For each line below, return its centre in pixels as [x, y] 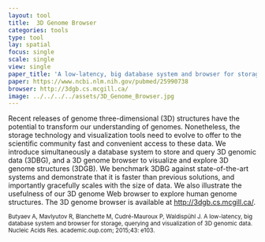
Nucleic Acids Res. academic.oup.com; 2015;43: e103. [82, 231]
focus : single [32, 52]
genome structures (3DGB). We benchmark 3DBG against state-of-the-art [129, 169]
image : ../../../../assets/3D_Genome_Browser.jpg [91, 96]
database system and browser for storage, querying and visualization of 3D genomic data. [131, 224]
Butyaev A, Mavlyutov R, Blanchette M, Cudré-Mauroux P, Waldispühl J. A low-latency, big [131, 217]
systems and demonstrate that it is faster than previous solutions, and [121, 177]
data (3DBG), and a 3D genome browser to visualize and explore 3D [118, 160]
